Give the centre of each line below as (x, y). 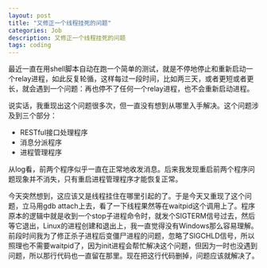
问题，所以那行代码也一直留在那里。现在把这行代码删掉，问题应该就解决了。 (133, 256)
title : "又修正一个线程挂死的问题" (60, 23)
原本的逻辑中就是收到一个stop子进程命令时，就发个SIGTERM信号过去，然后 (132, 216)
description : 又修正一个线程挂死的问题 (67, 38)
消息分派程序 (41, 142)
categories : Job (35, 30)
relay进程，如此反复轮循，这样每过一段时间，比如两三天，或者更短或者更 (134, 79)
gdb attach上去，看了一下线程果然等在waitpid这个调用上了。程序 (149, 206)
